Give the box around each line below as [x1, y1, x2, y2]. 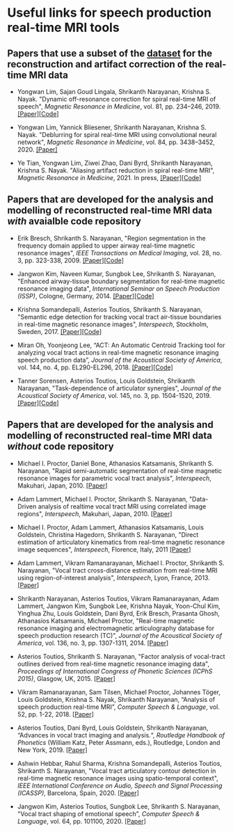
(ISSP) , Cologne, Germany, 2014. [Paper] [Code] [17, 291, 154, 300]
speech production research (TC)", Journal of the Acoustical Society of [17, 631, 223, 639]
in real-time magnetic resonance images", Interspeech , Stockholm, [17, 320, 209, 328]
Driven [17, 502, 37, 511]
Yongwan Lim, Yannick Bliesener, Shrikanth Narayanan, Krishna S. [17, 123, 207, 131]
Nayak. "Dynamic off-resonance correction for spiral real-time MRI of [17, 95, 216, 103]
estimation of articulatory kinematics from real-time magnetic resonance [17, 538, 225, 546]
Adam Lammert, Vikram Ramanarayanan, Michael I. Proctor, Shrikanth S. [17, 559, 225, 567]
